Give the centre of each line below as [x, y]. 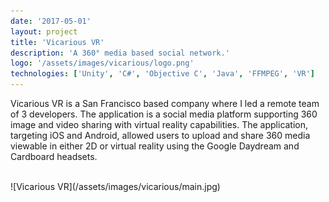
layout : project [44, 31]
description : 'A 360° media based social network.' [120, 53]
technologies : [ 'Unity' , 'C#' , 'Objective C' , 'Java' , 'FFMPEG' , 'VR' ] [163, 74]
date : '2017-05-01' [51, 21]
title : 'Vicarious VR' [57, 42]
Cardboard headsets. [54, 156]
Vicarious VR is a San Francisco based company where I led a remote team [165, 103]
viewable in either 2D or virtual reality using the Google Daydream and [155, 146]
